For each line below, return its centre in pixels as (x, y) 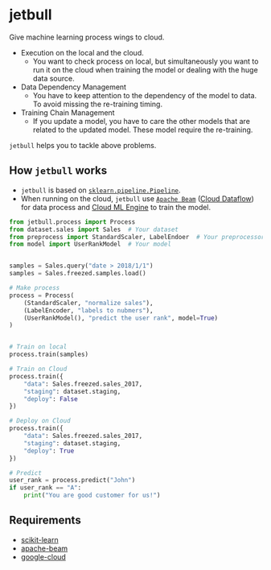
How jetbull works (58, 171)
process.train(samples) (49, 355)
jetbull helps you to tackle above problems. (83, 145)
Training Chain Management (68, 112)
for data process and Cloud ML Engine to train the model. (116, 207)
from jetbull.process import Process (72, 222)
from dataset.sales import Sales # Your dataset (94, 229)
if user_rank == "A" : (45, 488)
